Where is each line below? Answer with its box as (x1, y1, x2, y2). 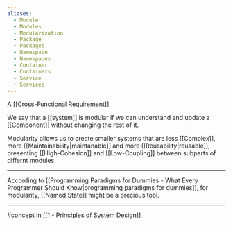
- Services (13, 81, 45, 88)
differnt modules (7, 157, 55, 165)
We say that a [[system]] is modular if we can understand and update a (7, 114, 210, 122)
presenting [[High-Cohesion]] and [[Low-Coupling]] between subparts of (7, 149, 216, 157)
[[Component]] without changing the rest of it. (7, 121, 139, 129)
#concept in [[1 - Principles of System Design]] (7, 211, 141, 219)
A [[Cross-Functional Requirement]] (7, 100, 110, 108)
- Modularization (13, 29, 64, 37)
